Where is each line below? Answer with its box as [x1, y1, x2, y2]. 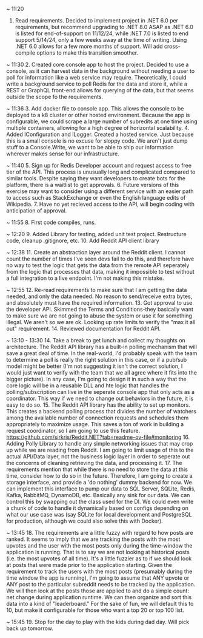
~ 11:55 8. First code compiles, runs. [6, 219, 96, 226]
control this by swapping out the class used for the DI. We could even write [6, 498, 194, 505]
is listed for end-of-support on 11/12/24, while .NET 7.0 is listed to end [15, 30, 189, 37]
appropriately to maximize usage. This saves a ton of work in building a [6, 421, 184, 427]
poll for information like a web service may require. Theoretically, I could [6, 74, 187, 81]
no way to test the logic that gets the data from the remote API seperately [6, 262, 190, 269]
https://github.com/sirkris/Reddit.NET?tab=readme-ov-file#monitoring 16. [6, 433, 190, 441]
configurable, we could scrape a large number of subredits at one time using [6, 118, 198, 125]
